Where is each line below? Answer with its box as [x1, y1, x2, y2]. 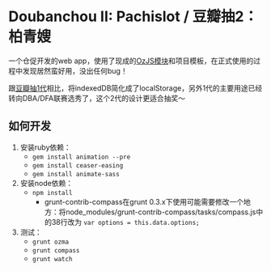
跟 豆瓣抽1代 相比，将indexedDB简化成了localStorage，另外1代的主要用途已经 [8, 83, 263, 93]
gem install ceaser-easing [32, 161, 124, 170]
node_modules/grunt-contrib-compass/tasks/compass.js [66, 207, 256, 217]
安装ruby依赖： [19, 142, 71, 152]
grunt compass [32, 246, 80, 255]
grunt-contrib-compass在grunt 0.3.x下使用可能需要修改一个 [44, 197, 244, 206]
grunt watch [32, 255, 73, 263]
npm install [32, 188, 73, 197]
